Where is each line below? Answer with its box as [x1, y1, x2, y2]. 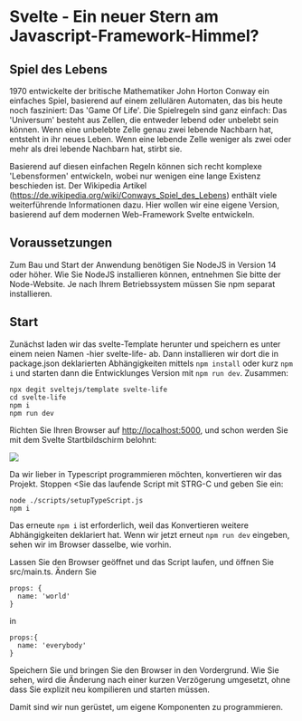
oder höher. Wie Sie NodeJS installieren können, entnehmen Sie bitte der [9, 269, 282, 280]
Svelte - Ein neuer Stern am [9, 6, 219, 27]
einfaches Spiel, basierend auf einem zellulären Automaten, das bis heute [9, 95, 283, 106]
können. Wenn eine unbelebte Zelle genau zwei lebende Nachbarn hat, [9, 124, 274, 135]
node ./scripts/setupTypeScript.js [9, 495, 144, 505]
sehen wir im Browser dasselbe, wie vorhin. [9, 539, 172, 550]
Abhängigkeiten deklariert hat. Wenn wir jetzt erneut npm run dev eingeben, [9, 529, 290, 540]
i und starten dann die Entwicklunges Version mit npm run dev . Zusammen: [9, 367, 289, 378]
